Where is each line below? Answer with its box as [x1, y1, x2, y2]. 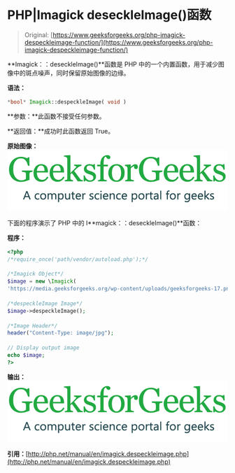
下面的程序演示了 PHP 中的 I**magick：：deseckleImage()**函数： [7, 218, 202, 227]
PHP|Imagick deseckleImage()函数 [7, 7, 212, 23]
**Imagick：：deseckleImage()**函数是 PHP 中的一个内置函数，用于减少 [7, 59, 219, 68]
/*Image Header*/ [7, 322, 58, 330]
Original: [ [24, 30, 53, 39]
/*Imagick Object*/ [7, 271, 64, 278]
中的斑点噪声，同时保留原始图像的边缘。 [13, 69, 130, 77]
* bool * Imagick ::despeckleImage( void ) [7, 98, 127, 106]
